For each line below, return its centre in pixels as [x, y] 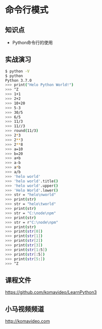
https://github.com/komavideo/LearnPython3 [51, 292]
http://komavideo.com [28, 321]
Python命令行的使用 [33, 43]
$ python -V [17, 71]
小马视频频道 [25, 309]
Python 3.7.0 [18, 80]
